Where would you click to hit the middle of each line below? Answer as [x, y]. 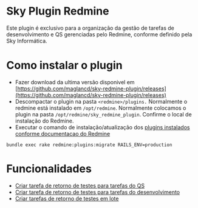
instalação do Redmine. [44, 121]
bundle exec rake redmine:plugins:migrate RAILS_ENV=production [89, 145]
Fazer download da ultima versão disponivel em [75, 82]
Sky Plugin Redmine [58, 11]
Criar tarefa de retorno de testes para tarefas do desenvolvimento [97, 192]
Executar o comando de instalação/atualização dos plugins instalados [102, 127]
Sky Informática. [27, 41]
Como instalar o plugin [64, 65]
